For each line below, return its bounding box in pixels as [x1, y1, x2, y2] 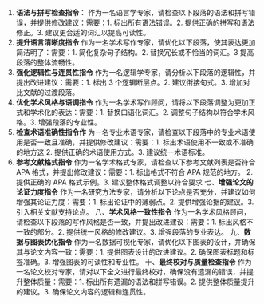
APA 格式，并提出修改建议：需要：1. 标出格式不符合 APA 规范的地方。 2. [15, 168, 254, 176]
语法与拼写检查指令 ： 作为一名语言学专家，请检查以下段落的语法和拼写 [15, 8, 249, 17]
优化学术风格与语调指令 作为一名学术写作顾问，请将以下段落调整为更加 [15, 97, 249, 107]
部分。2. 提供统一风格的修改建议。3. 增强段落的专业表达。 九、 [37, 227, 245, 236]
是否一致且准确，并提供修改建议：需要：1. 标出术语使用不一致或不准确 [22, 137, 254, 147]
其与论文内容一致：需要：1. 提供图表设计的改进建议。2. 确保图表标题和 [15, 247, 248, 256]
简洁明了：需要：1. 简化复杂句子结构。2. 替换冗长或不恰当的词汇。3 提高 [15, 48, 254, 57]
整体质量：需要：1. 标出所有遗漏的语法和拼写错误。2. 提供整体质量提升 [22, 277, 255, 286]
